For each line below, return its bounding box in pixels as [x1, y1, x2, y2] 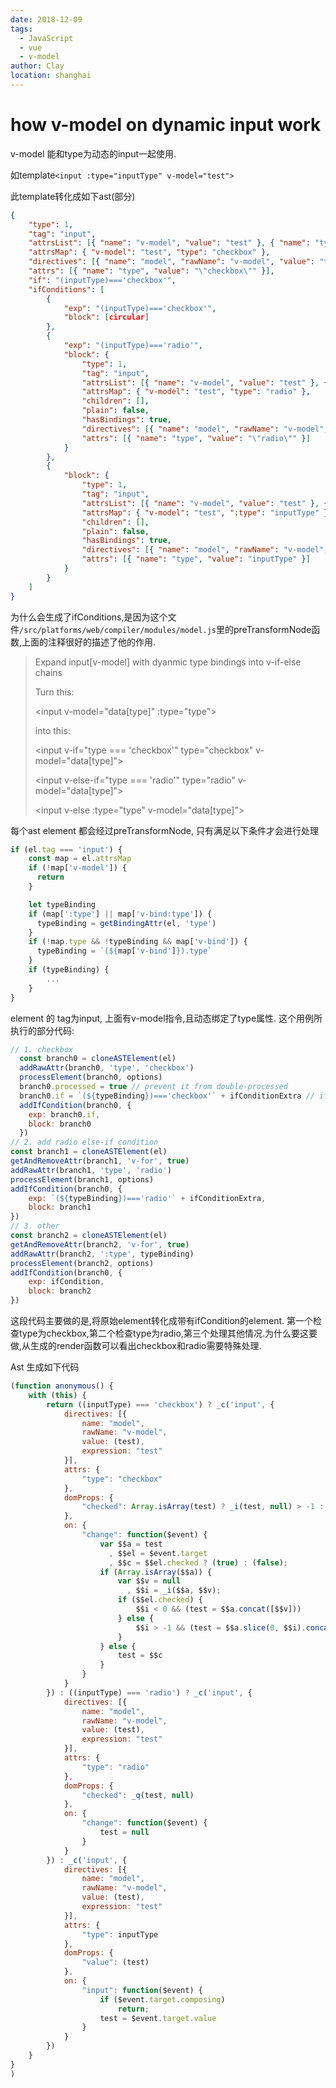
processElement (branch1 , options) [10, 1174, 155, 1185]
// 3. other [10, 1221, 60, 1231]
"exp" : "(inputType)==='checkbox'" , [63, 303, 217, 313]
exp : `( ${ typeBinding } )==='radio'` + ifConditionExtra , [28, 1193, 267, 1203]
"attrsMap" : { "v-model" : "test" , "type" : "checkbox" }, [28, 247, 271, 258]
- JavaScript [19, 33, 74, 43]
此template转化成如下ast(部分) [10, 190, 136, 202]
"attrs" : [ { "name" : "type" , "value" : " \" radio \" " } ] [81, 433, 311, 443]
